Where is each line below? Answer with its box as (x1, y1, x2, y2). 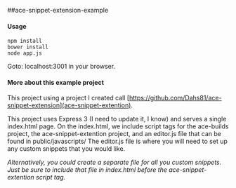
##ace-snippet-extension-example (7, 6, 109, 14)
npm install (7, 38, 42, 45)
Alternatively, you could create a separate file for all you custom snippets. (7, 158, 222, 167)
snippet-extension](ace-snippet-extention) (7, 101, 131, 109)
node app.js (7, 50, 42, 57)
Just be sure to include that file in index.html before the (7, 166, 167, 174)
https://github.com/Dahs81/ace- (129, 94, 223, 102)
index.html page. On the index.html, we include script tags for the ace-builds (7, 122, 229, 130)
